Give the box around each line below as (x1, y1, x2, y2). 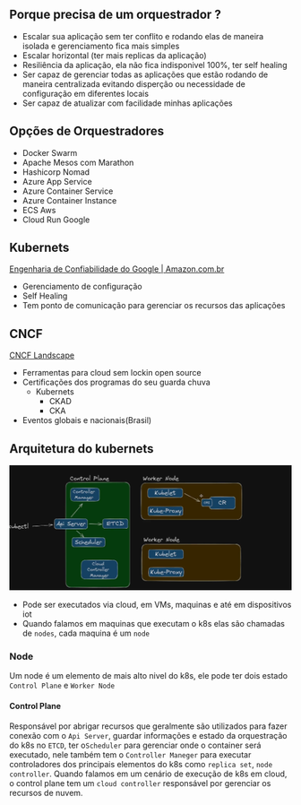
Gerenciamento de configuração (21, 281, 142, 292)
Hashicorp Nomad (21, 166, 90, 177)
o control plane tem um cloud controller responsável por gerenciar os (9, 777, 271, 788)
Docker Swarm (21, 147, 78, 158)
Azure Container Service (21, 186, 114, 196)
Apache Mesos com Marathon (21, 157, 134, 168)
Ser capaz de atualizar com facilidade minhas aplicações (21, 98, 233, 108)
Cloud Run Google (21, 214, 90, 225)
